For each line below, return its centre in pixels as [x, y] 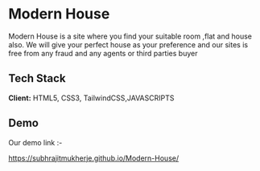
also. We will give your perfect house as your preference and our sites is [128, 44]
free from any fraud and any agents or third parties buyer [103, 53]
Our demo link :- [35, 142]
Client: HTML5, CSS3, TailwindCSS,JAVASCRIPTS [91, 98]
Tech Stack [37, 78]
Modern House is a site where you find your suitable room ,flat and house [130, 36]
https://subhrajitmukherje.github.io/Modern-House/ [94, 158]
